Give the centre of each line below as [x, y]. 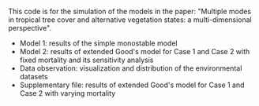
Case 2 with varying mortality [68, 93]
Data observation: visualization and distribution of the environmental [131, 68]
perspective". [30, 28]
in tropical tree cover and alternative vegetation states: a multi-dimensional [130, 20]
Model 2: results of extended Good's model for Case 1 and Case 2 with [135, 51]
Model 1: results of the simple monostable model [98, 43]
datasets [34, 77]
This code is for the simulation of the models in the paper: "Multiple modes [129, 11]
